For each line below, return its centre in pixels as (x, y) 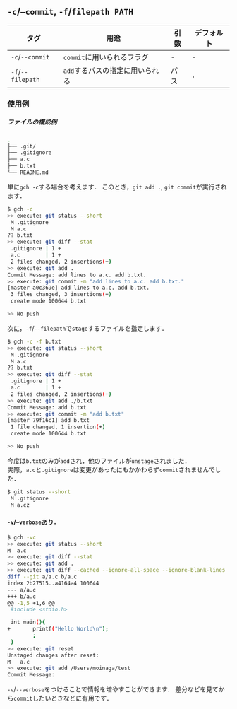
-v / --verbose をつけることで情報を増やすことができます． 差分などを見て (113, 689)
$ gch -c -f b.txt (34, 341)
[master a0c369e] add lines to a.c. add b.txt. (79, 288)
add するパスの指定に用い (104, 70)
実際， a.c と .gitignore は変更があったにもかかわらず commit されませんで (111, 469)
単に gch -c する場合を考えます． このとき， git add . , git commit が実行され (117, 187)
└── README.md (28, 172)
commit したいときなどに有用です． (63, 698)
